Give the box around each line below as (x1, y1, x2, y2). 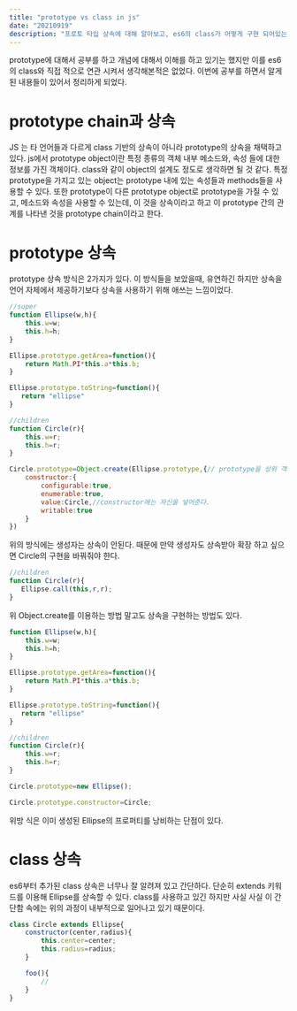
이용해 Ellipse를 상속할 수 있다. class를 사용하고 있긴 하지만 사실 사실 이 (25, 891, 272, 902)
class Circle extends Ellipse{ (9, 920, 125, 929)
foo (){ (25, 969, 49, 977)
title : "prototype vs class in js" (9, 12, 141, 22)
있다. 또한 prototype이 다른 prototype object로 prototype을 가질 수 (34, 187, 270, 197)
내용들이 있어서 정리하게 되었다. (18, 77, 127, 88)
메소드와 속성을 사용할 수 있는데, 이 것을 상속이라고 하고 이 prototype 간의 (20, 197, 276, 208)
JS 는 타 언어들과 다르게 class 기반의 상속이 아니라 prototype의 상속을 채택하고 (9, 142, 283, 153)
